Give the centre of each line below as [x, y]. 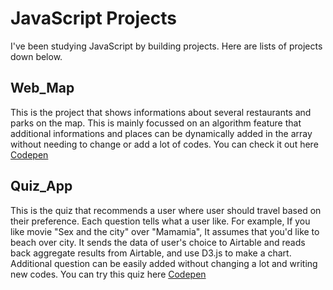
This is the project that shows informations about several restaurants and [161, 112]
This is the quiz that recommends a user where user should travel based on [166, 210]
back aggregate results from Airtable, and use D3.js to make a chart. [151, 253]
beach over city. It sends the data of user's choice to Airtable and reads [158, 242]
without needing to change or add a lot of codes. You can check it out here [164, 144]
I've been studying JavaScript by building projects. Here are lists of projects [166, 46]
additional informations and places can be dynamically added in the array [161, 133]
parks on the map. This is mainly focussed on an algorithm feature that [156, 123]
